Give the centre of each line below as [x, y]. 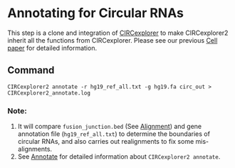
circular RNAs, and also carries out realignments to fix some [106, 142]
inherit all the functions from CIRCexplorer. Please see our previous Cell [113, 40]
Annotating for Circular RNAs [95, 13]
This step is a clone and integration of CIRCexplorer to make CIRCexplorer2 [118, 33]
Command [31, 70]
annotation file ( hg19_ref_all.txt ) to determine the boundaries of [114, 134]
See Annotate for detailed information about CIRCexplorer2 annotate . [119, 157]
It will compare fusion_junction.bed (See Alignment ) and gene [109, 127]
